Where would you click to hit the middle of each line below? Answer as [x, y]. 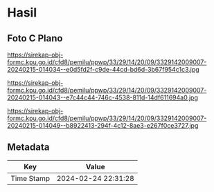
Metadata [28, 147]
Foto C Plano [35, 38]
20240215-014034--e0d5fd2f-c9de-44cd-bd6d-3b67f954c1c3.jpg [103, 69]
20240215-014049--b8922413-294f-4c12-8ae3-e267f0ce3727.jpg [103, 125]
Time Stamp [30, 178]
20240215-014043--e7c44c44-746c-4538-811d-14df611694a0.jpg [103, 97]
